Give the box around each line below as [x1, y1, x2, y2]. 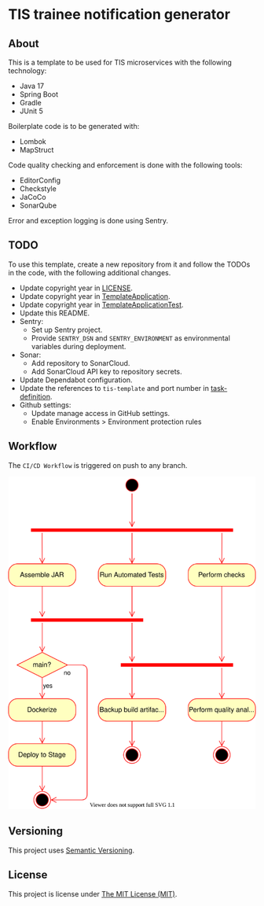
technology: [8, 66, 47, 75]
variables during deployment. [31, 341, 126, 351]
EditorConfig [19, 175, 61, 185]
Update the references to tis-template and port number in [19, 383, 210, 392]
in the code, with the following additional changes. [8, 267, 171, 277]
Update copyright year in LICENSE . [19, 283, 134, 293]
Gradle [19, 98, 42, 107]
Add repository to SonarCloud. [31, 358, 130, 367]
